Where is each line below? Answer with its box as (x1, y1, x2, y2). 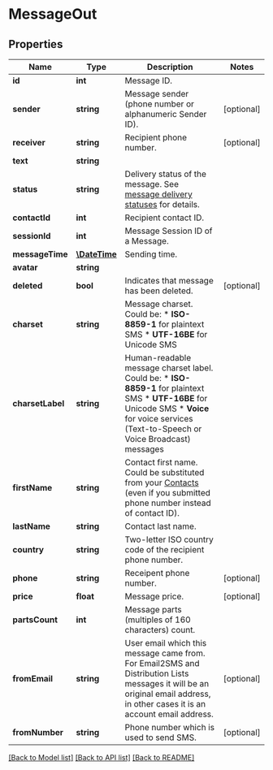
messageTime (12, 249, 68, 260)
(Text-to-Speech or (124, 423, 202, 435)
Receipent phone (124, 568, 190, 578)
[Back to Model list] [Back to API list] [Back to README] (8, 753, 195, 762)
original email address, (124, 688, 211, 699)
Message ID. (124, 75, 173, 86)
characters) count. (124, 625, 196, 635)
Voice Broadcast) (124, 434, 191, 444)
